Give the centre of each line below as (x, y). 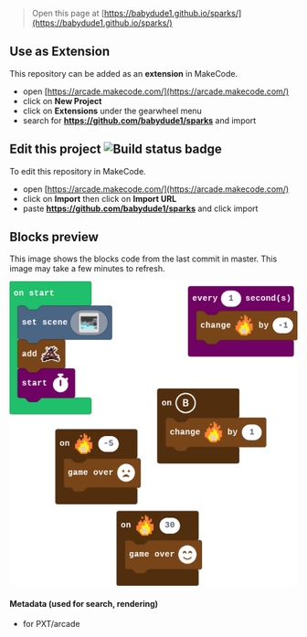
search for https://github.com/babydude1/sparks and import (139, 120)
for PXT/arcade (51, 624)
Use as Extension (60, 52)
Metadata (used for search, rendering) (84, 603)
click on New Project (62, 101)
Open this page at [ (68, 13)
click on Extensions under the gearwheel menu (112, 111)
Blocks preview (54, 237)
